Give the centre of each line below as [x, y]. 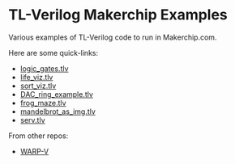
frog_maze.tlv [43, 103]
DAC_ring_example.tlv [56, 94]
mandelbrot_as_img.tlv [58, 111]
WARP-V [34, 151]
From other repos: [38, 136]
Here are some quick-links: [53, 53]
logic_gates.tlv [44, 68]
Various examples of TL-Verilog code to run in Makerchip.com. [113, 37]
